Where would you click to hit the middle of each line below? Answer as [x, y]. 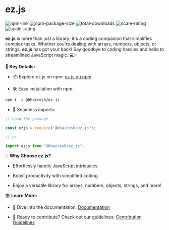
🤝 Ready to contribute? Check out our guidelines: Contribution [77, 217]
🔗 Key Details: [20, 66]
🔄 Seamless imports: [34, 109]
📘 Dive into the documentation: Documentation [61, 207]
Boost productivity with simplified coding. [56, 176]
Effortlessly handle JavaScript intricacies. [56, 166]
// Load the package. [28, 119]
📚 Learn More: [21, 196]
